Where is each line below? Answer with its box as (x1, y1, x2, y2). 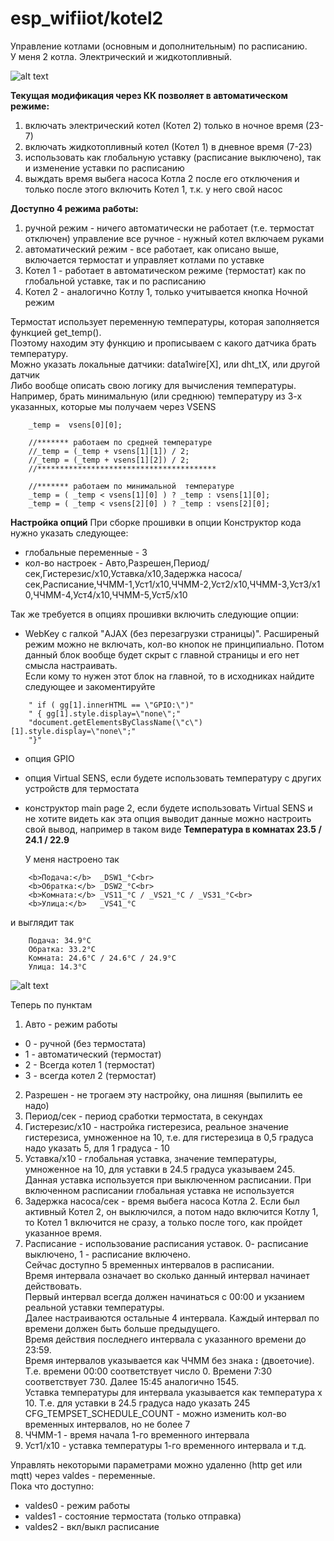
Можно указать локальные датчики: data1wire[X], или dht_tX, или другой (10, 358, 320, 370)
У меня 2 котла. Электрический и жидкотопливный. (10, 50, 233, 62)
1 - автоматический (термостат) (24, 1048, 162, 1060)
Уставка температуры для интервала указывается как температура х (24, 1386, 323, 1398)
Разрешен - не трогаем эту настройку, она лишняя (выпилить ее (24, 1088, 303, 1101)
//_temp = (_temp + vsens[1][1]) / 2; (28, 446, 190, 456)
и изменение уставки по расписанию (24, 162, 185, 174)
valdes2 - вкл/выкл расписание (24, 1520, 160, 1532)
